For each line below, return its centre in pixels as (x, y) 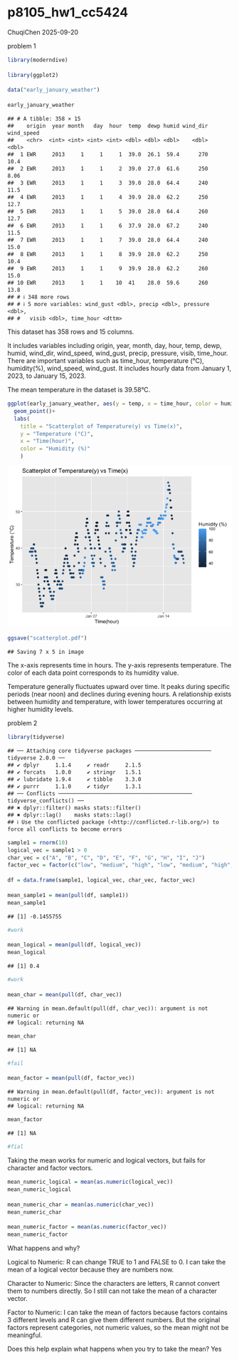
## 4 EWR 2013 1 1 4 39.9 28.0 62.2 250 (108, 198)
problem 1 (22, 46)
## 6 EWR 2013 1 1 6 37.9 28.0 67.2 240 (108, 226)
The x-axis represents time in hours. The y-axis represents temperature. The (119, 665)
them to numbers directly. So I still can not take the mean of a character (112, 1291)
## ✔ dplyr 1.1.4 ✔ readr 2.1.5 (74, 765)
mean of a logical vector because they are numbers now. (91, 1269)
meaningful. (25, 1335)
